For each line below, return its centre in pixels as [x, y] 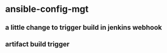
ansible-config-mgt [47, 9]
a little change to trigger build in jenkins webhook [84, 27]
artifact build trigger [37, 44]
